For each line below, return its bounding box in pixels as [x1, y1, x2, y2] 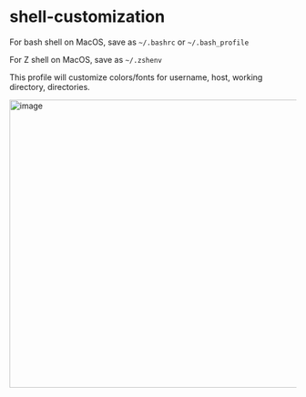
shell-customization [9, 6, 166, 27]
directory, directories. [9, 81, 91, 92]
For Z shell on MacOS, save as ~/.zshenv [9, 54, 162, 65]
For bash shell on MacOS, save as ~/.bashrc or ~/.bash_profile [9, 36, 250, 47]
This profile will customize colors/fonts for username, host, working [9, 71, 263, 83]
